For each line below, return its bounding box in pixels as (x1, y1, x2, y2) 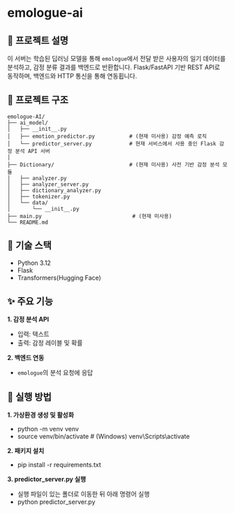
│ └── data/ (7, 199, 49, 206)
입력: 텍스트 (17, 330, 50, 338)
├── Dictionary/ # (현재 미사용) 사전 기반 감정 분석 (7, 161, 220, 168)
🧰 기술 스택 (7, 240, 52, 252)
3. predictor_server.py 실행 (7, 475, 86, 484)
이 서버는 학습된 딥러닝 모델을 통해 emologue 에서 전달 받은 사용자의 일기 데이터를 (7, 55, 226, 62)
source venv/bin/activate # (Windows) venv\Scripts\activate (17, 432, 190, 441)
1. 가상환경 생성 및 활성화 (7, 411, 75, 419)
